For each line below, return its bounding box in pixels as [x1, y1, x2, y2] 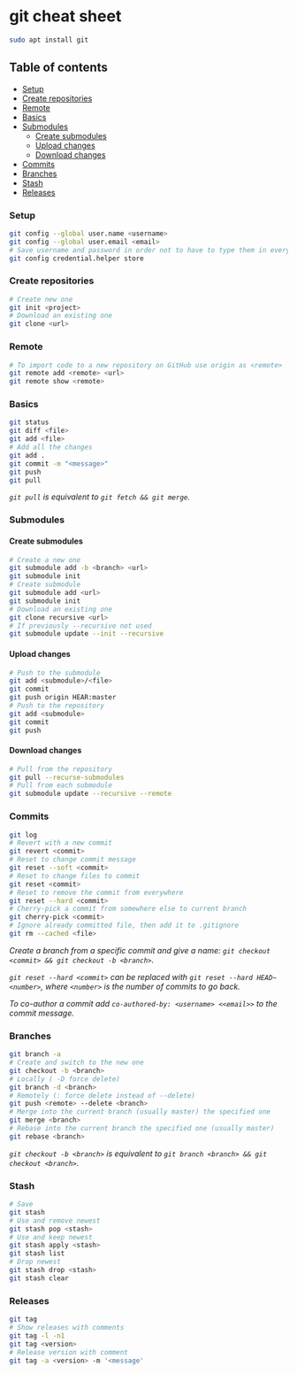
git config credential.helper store [9, 254, 144, 263]
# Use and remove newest [9, 1216, 101, 1225]
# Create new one [9, 295, 73, 304]
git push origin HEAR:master [9, 693, 117, 702]
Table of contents [9, 60, 108, 75]
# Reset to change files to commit [9, 871, 141, 880]
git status [9, 418, 49, 427]
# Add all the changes [9, 443, 93, 452]
